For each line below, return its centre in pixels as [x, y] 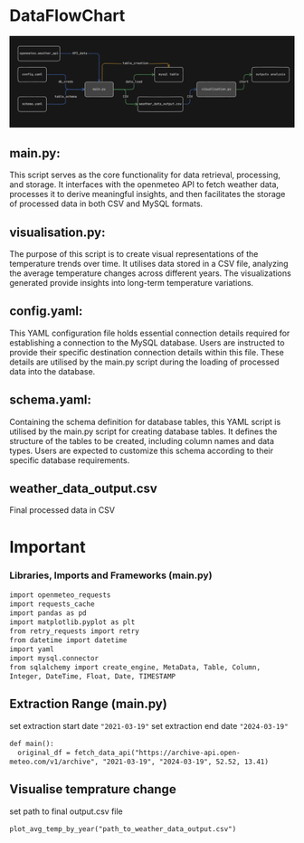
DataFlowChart [67, 16]
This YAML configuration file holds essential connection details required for [150, 333]
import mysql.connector [54, 658]
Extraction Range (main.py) [88, 704]
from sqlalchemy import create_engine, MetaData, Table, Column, [135, 667]
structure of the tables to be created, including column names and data [142, 440]
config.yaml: [46, 312]
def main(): [32, 744]
